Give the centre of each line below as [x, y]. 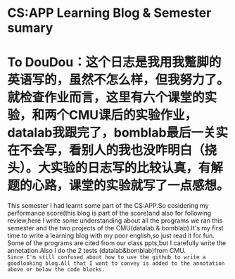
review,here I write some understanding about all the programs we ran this [115, 221]
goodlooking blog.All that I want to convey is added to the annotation [116, 263]
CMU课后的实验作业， [133, 115]
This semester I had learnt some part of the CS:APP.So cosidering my [108, 206]
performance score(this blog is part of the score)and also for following [109, 213]
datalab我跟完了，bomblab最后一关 [112, 133]
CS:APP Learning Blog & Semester [109, 13]
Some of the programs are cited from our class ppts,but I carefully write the [117, 243]
